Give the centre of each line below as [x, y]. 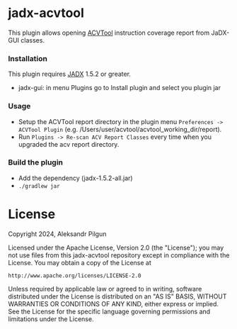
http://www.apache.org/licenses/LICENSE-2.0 [75, 275]
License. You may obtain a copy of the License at [80, 262]
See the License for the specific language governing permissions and [109, 311]
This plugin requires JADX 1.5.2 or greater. [70, 74]
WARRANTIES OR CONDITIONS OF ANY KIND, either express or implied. [113, 303]
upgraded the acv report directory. [69, 144]
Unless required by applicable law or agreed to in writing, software [105, 289]
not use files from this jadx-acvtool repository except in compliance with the [119, 255]
